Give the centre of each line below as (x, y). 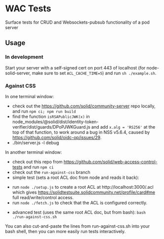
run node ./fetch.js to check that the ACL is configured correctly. (80, 203)
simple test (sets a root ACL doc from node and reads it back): (76, 177)
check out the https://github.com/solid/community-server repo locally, (84, 106)
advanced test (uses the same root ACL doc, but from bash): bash (79, 212)
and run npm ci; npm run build (44, 111)
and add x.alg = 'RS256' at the (123, 127)
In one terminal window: (30, 96)
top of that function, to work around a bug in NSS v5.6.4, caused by (81, 132)
